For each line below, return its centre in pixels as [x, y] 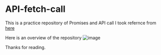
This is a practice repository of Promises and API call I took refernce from [81, 23]
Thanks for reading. [25, 47]
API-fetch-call [35, 9]
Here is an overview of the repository [43, 38]
